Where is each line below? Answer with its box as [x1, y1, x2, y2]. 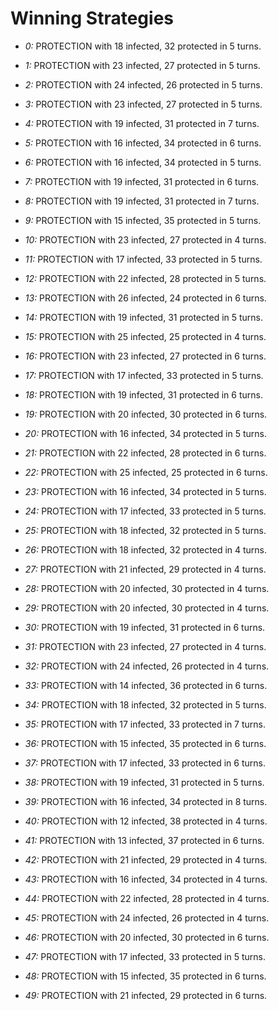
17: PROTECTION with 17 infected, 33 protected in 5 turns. [24, 369, 264, 381]
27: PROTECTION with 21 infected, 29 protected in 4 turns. [24, 563, 267, 575]
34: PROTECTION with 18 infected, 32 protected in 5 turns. [24, 698, 267, 711]
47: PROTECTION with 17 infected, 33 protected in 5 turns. [24, 950, 266, 962]
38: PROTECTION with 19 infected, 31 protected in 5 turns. [24, 776, 265, 788]
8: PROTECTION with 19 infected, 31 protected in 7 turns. [24, 195, 260, 207]
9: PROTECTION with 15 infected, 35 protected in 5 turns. [24, 214, 262, 226]
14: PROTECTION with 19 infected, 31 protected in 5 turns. [24, 311, 264, 323]
